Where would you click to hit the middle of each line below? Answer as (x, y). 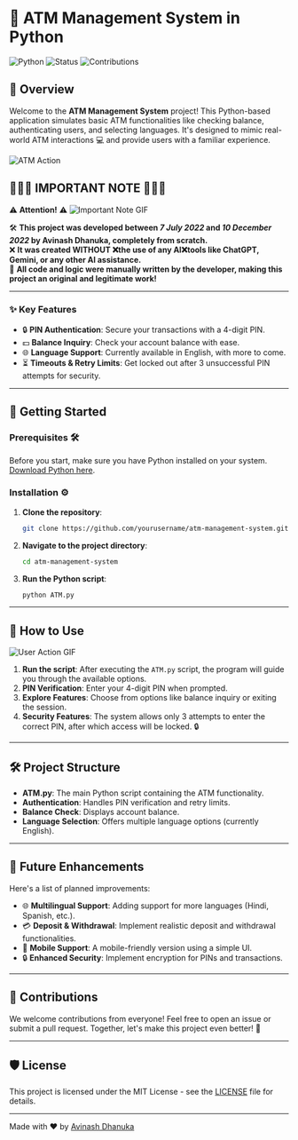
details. (23, 1101)
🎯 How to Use (47, 631)
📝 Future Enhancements (77, 867)
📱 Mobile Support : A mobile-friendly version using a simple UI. (137, 947)
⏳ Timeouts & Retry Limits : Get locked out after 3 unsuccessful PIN (146, 362)
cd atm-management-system (70, 562)
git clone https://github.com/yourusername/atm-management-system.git (155, 528)
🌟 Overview (42, 89)
